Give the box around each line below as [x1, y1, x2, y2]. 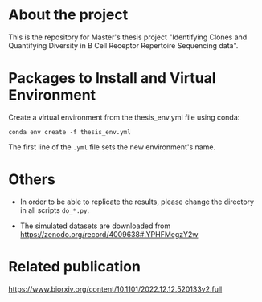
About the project [8, 6, 129, 24]
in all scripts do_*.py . [19, 205, 90, 214]
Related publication [8, 258, 141, 275]
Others [8, 170, 56, 189]
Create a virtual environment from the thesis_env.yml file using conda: [8, 112, 240, 122]
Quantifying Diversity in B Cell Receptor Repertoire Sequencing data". [8, 40, 239, 50]
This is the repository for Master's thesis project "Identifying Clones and [8, 32, 248, 42]
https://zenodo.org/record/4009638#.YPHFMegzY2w [19, 229, 199, 239]
